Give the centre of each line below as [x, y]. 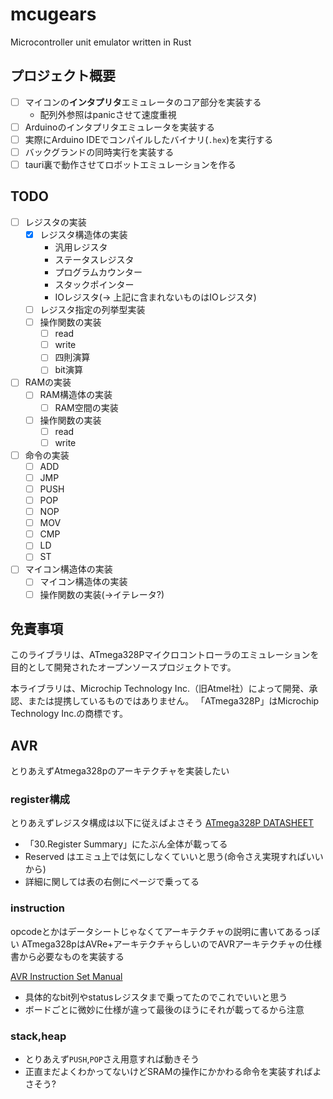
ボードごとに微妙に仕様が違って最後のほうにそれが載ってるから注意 [164, 1009]
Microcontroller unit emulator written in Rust [101, 42]
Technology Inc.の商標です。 [69, 714]
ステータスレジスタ [94, 259]
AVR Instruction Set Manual [66, 976]
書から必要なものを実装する [67, 956]
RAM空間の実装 [86, 407]
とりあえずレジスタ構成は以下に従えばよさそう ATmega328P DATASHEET [162, 823]
